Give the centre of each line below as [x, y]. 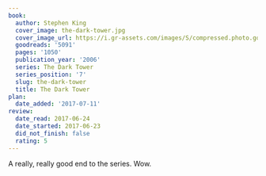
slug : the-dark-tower [51, 82]
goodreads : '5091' [46, 45]
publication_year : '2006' [58, 60]
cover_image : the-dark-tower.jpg [70, 30]
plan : [17, 97]
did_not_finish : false [53, 133]
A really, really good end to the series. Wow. [80, 163]
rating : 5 [31, 141]
